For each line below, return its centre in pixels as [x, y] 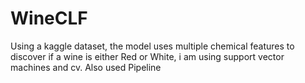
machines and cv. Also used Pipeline [86, 67]
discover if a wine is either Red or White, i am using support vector [147, 56]
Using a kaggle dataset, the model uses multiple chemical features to [152, 46]
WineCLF [49, 18]
